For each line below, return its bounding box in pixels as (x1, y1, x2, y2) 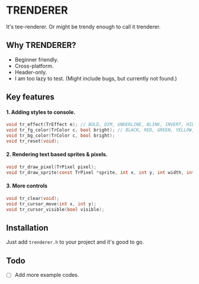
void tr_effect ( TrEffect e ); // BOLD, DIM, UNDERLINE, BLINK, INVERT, (6, 122, 184, 128)
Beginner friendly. (14, 56, 59, 63)
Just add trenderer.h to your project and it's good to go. (6, 238, 144, 246)
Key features (6, 92, 54, 102)
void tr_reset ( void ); (6, 138, 60, 144)
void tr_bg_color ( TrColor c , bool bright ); (6, 133, 115, 139)
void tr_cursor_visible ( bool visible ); (6, 206, 105, 212)
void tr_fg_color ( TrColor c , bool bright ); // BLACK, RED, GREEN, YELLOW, (6, 127, 195, 133)
